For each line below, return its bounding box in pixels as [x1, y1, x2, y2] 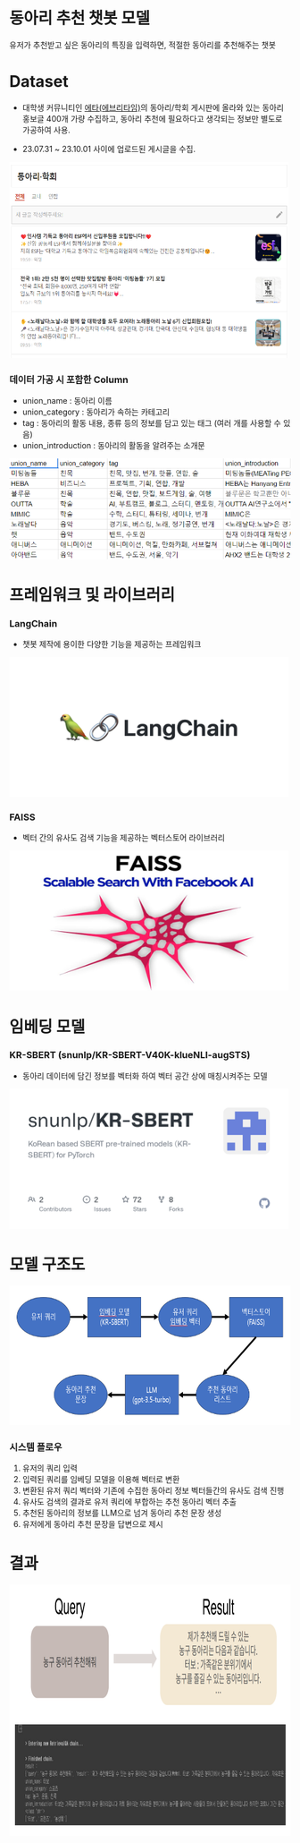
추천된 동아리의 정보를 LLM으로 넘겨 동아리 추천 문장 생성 [21, 1507, 222, 1518]
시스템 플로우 [9, 1440, 62, 1453]
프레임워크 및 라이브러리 [9, 584, 176, 605]
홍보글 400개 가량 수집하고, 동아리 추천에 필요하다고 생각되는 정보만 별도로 [21, 113, 283, 124]
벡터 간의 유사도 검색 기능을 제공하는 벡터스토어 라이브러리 [21, 832, 226, 843]
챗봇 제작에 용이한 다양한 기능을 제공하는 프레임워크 [21, 639, 202, 650]
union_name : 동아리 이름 [21, 396, 113, 406]
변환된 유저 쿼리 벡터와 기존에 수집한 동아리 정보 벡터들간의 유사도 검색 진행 [21, 1485, 285, 1496]
